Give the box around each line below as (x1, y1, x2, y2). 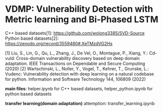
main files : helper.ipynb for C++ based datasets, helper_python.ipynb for (5, 85, 153, 91)
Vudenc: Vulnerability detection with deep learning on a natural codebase (5, 71, 154, 77)
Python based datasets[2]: (5, 35, 59, 41)
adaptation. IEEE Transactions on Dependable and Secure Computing (5, 60, 145, 66)
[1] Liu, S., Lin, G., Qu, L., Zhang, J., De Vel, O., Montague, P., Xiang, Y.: (5, 50, 148, 56)
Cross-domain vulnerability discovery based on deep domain (16, 55, 140, 61)
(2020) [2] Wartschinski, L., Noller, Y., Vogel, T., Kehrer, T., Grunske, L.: (5, 65, 149, 72)
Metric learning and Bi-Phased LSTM (5, 14, 159, 25)
